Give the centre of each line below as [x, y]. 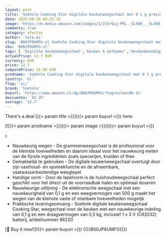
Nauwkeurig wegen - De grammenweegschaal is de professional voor [83, 146]
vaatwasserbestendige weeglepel [47, 172]
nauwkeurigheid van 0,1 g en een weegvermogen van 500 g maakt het [84, 193]
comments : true [21, 28]
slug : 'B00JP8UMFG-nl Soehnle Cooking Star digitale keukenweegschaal [79, 42]
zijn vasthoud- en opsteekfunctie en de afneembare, [66, 167]
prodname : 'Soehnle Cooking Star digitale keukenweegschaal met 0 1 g [79, 75]
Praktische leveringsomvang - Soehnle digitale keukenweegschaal [80, 204]
